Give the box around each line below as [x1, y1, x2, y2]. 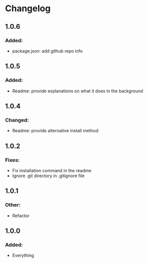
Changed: [5, 117, 29, 123]
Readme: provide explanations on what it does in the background [12, 88, 143, 94]
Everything [12, 252, 34, 259]
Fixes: [5, 157, 20, 163]
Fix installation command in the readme [12, 167, 92, 173]
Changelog [5, 3, 51, 14]
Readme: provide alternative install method [12, 128, 99, 134]
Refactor [12, 213, 30, 219]
